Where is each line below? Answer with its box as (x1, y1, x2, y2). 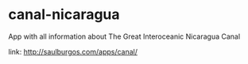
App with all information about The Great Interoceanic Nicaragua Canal (8, 32, 241, 41)
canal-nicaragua (8, 6, 121, 24)
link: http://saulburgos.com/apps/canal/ (8, 47, 138, 56)
